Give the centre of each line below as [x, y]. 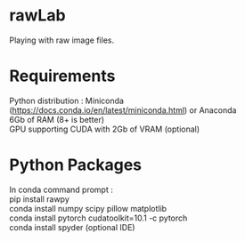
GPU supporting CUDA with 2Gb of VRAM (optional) [105, 129]
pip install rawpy [39, 199]
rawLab [37, 16]
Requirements [62, 76]
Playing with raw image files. [61, 40]
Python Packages [76, 165]
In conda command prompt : [61, 189]
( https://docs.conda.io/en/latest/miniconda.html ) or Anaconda [123, 110]
